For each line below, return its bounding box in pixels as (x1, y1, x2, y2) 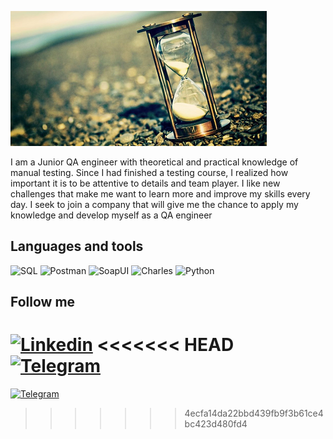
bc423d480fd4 (184, 418, 248, 430)
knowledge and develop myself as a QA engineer (10, 209, 213, 221)
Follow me (10, 294, 76, 311)
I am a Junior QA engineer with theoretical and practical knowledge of (10, 156, 299, 168)
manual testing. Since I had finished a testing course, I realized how (10, 167, 289, 178)
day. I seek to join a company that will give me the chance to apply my (10, 199, 299, 210)
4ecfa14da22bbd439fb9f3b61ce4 (184, 407, 324, 420)
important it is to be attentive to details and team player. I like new (10, 177, 281, 189)
